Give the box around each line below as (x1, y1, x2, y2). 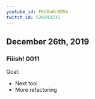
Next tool (14, 80, 38, 87)
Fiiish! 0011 (6, 55, 40, 63)
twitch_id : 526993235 (6, 14, 61, 20)
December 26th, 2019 (6, 37, 90, 47)
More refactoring (14, 86, 57, 94)
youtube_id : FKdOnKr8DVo (6, 8, 69, 15)
